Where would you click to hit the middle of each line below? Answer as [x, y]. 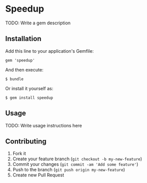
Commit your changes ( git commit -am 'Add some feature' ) [75, 164]
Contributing [26, 141]
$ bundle [14, 79]
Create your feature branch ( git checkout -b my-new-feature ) [77, 159]
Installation [23, 39]
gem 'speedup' [20, 60]
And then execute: [24, 69]
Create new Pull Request [38, 175]
